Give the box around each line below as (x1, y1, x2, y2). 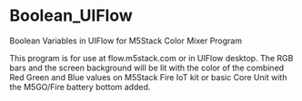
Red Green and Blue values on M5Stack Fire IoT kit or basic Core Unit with (9, 71, 287, 82)
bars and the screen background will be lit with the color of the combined (9, 62, 285, 73)
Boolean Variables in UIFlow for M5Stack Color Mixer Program (9, 35, 243, 46)
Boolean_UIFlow (9, 5, 134, 26)
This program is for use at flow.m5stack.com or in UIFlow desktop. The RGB (9, 52, 294, 63)
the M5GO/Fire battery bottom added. (9, 81, 151, 92)
